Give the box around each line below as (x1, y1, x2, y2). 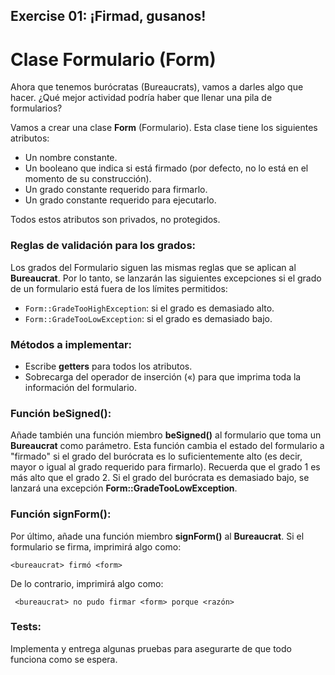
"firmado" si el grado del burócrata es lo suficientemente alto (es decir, (10, 450, 303, 463)
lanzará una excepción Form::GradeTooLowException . (10, 482, 238, 494)
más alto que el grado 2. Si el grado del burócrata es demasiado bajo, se (10, 472, 310, 484)
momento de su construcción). (24, 173, 152, 185)
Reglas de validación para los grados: (10, 239, 197, 253)
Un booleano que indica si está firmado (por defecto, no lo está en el (24, 162, 309, 174)
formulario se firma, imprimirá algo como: (10, 540, 182, 553)
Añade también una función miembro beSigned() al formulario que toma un (10, 429, 322, 441)
